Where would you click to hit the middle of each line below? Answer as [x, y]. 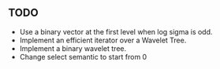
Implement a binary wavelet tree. [73, 48]
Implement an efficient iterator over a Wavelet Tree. [103, 40]
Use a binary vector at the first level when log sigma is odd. [116, 31]
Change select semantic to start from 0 [83, 56]
